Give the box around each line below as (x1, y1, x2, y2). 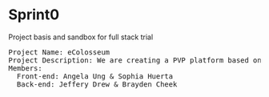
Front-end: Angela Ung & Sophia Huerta (16, 71, 174, 81)
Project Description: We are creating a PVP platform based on (8, 55, 262, 65)
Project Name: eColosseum (8, 47, 110, 57)
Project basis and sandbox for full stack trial (8, 32, 154, 42)
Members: (8, 63, 42, 73)
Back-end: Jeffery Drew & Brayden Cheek (16, 79, 178, 89)
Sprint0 (8, 6, 60, 24)
